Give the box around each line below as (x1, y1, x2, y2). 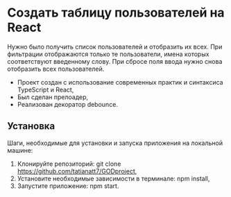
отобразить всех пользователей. (7, 65, 105, 73)
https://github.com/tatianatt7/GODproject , (17, 166, 137, 175)
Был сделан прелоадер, (17, 92, 89, 101)
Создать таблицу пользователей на (7, 5, 225, 21)
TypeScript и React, (17, 85, 74, 94)
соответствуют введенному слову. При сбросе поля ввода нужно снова (7, 57, 223, 65)
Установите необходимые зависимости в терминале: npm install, (17, 174, 210, 182)
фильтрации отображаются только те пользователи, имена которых (7, 50, 209, 58)
